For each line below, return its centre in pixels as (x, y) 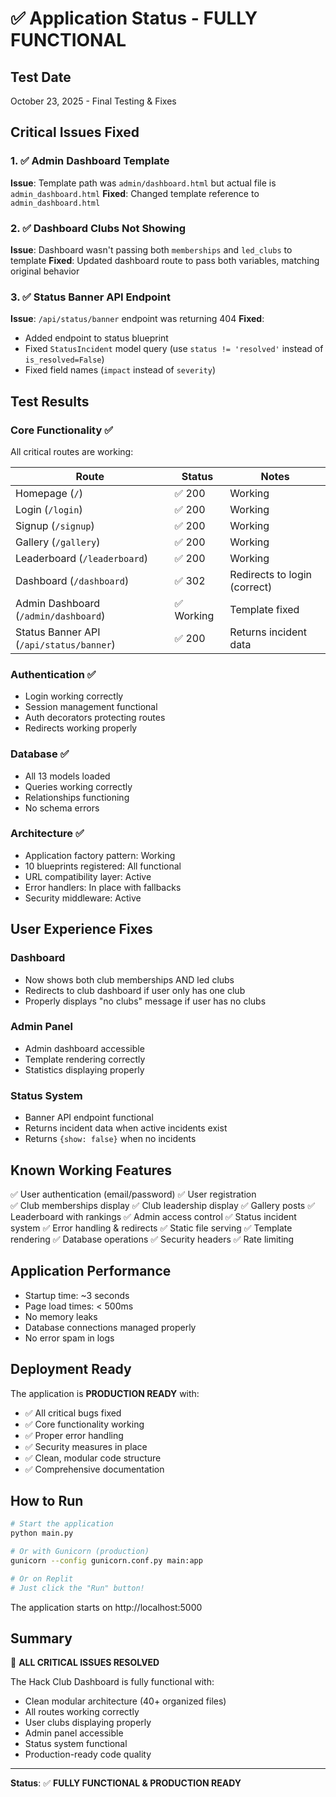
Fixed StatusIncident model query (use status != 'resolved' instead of (174, 349)
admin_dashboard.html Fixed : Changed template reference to (135, 193)
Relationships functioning (77, 797)
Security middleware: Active (83, 898)
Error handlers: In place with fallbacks (103, 887)
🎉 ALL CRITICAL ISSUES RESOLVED (85, 1663)
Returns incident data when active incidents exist (126, 1128)
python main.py (42, 1533)
